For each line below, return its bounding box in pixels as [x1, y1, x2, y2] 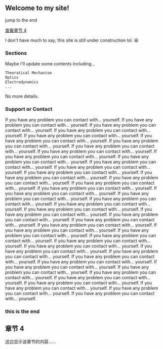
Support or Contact [5, 105, 53, 112]
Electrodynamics [5, 79, 39, 85]
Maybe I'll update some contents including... [5, 61, 95, 67]
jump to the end [5, 17, 38, 23]
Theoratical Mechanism [5, 70, 52, 76]
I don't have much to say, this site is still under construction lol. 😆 [5, 37, 139, 43]
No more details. [5, 93, 39, 99]
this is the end [5, 308, 40, 315]
